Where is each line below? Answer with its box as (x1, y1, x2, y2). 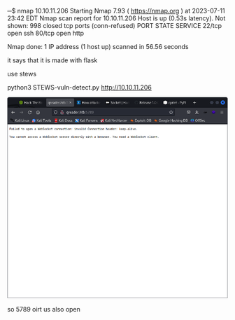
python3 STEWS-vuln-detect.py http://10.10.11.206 (7, 83, 152, 91)
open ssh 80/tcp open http (7, 29, 85, 37)
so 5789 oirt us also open (7, 305, 80, 314)
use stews (7, 70, 37, 78)
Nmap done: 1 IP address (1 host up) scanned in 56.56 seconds (7, 43, 189, 50)
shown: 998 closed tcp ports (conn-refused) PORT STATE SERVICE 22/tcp (7, 22, 222, 29)
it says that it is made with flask (7, 56, 98, 64)
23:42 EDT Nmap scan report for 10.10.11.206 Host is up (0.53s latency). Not (7, 14, 226, 22)
